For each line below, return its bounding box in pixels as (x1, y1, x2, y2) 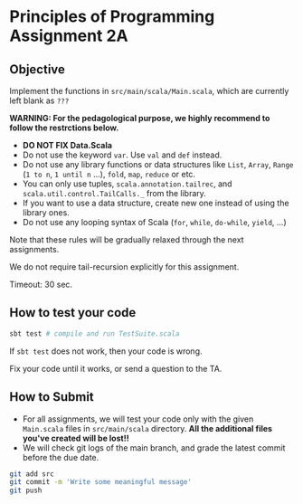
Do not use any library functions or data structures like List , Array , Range (22, 159, 294, 169)
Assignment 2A (9, 25, 128, 46)
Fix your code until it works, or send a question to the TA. (9, 363, 223, 374)
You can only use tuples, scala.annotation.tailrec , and (22, 178, 232, 189)
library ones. (22, 207, 70, 218)
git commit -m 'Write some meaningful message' (9, 478, 193, 487)
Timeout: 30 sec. (9, 279, 73, 290)
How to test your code (9, 305, 137, 320)
